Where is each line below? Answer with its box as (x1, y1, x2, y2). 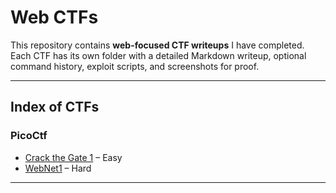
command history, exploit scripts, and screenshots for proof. (10, 60, 260, 72)
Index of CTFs (10, 99, 100, 116)
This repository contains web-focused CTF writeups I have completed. (10, 39, 305, 51)
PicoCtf (10, 129, 48, 143)
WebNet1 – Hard (24, 162, 92, 174)
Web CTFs (10, 6, 99, 29)
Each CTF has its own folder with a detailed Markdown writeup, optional (10, 49, 307, 61)
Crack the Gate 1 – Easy (24, 151, 123, 163)
